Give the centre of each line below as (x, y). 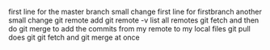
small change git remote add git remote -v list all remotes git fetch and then (134, 20)
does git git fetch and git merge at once (74, 37)
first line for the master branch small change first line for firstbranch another (135, 12)
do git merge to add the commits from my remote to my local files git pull (129, 29)
